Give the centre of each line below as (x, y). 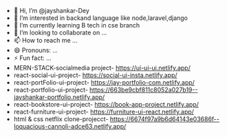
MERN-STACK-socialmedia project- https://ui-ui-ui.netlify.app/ (102, 68)
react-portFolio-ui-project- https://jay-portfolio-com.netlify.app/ (104, 82)
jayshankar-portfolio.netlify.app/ (59, 97)
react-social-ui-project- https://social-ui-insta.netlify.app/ (95, 75)
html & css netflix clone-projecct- (61, 119)
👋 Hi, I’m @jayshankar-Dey (51, 11)
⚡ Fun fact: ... (32, 58)
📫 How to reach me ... (45, 40)
